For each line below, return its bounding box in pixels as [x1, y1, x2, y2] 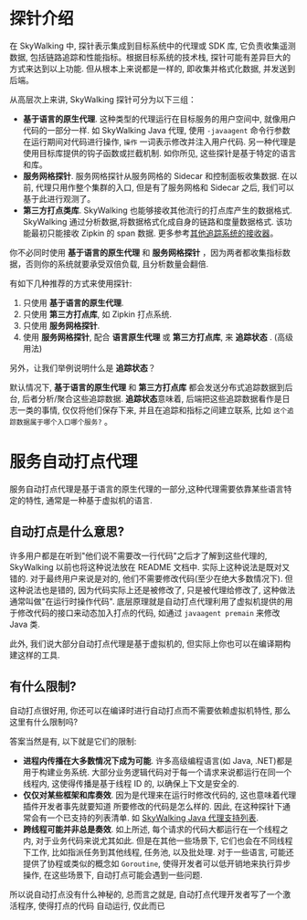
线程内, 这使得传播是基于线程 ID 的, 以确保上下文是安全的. [22, 777, 239, 788]
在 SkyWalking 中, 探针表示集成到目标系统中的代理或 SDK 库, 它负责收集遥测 [9, 40, 296, 51]
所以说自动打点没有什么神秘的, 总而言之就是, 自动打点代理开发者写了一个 [9, 888, 283, 900]
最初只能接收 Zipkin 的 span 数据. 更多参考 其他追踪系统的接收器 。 [30, 227, 279, 238]
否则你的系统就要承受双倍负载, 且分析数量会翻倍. [25, 258, 209, 270]
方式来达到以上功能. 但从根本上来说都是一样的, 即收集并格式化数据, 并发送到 [9, 63, 295, 74]
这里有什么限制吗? [9, 716, 79, 727]
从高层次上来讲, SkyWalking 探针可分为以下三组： [9, 93, 196, 105]
